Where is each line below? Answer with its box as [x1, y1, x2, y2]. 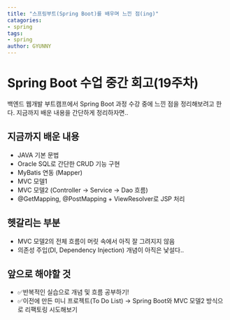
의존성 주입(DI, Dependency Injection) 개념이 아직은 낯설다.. [17, 246, 185, 254]
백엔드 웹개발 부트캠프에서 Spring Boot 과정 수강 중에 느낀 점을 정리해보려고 [7, 99, 215, 108]
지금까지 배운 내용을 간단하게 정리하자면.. [16, 108, 129, 116]
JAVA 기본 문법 [17, 151, 59, 159]
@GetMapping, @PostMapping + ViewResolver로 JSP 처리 [17, 194, 185, 203]
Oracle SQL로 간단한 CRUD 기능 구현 [17, 159, 120, 168]
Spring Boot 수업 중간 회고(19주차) [7, 75, 199, 91]
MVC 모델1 [17, 176, 48, 186]
